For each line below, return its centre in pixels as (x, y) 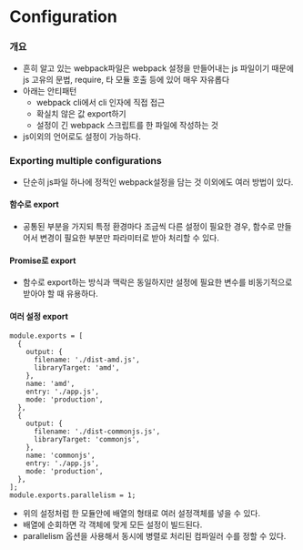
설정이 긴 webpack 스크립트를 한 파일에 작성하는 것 (127, 126)
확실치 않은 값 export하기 (81, 114)
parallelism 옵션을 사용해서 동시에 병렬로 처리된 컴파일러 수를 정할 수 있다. (154, 536)
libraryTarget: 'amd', (76, 368)
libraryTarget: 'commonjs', (87, 440)
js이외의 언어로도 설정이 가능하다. (81, 137)
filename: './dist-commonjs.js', (97, 432)
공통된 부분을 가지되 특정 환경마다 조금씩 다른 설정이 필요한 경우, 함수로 (149, 226)
